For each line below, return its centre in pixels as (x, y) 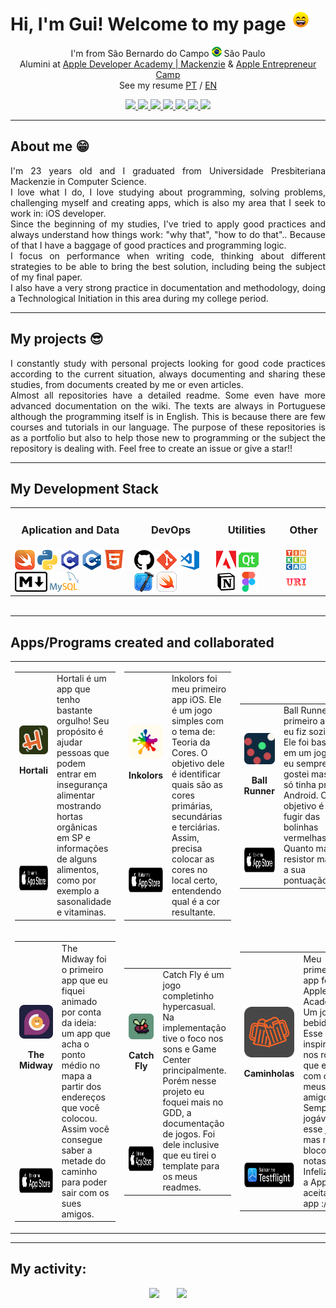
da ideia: (79, 1022)
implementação (194, 1028)
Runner (259, 790)
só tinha (300, 785)
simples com (197, 721)
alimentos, (78, 870)
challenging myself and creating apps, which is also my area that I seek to (168, 202)
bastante (74, 710)
